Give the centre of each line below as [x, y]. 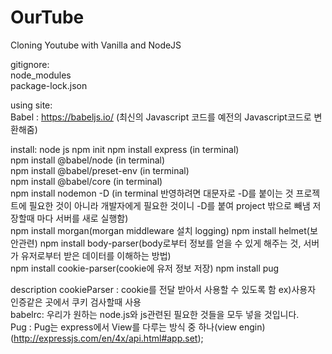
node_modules [41, 75]
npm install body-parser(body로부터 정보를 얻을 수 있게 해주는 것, [170, 243]
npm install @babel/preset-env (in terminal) [100, 170]
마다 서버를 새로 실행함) [82, 218]
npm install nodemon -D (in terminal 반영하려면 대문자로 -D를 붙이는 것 [152, 193]
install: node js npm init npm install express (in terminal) [125, 149]
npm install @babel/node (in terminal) [88, 160]
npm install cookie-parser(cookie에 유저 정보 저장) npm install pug [145, 268]
